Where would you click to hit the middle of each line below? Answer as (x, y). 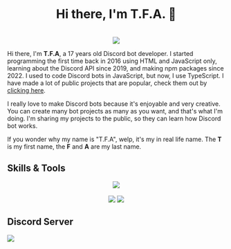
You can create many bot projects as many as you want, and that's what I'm (115, 111)
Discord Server (40, 222)
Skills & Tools (36, 168)
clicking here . (27, 90)
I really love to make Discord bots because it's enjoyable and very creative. (114, 104)
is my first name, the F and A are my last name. (74, 146)
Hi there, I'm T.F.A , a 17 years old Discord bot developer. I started (100, 53)
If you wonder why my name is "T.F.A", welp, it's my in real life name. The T (114, 139)
